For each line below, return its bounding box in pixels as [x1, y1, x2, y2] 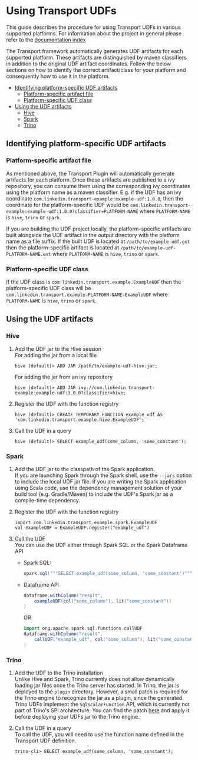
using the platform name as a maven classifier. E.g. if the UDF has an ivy [6, 189, 181, 196]
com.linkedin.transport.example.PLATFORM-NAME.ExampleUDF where [6, 291, 168, 298]
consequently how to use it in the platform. [6, 73, 110, 80]
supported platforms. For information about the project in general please [6, 29, 182, 37]
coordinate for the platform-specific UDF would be [6, 201, 129, 208]
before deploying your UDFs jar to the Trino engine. [14, 713, 140, 720]
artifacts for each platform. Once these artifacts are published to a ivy [6, 176, 176, 183]
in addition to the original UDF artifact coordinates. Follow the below [6, 60, 171, 67]
